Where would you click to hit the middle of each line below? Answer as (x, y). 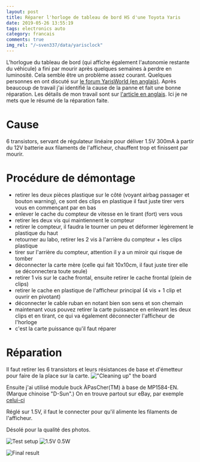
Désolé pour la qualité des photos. (49, 430)
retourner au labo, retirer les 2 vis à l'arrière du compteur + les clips (98, 239)
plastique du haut (36, 233)
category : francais (31, 34)
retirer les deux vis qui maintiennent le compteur (75, 220)
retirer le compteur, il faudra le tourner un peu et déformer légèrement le (104, 227)
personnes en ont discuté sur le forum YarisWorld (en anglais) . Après (91, 81)
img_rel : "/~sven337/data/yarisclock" (54, 46)
